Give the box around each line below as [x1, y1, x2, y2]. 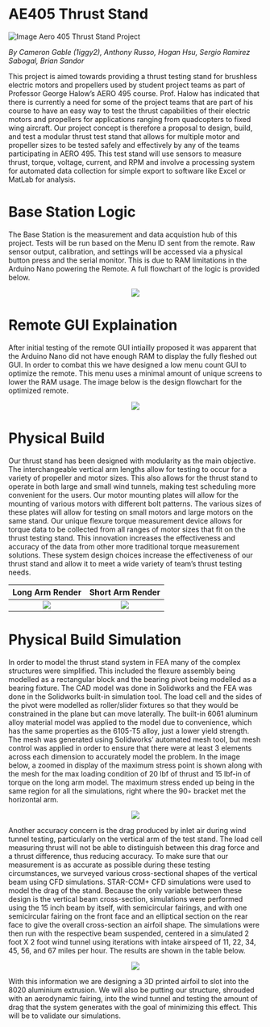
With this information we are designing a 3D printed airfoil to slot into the [8, 976, 250, 986]
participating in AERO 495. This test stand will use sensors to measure [8, 149, 242, 158]
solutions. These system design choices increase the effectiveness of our [8, 550, 254, 560]
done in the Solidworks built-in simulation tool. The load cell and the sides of [8, 692, 263, 701]
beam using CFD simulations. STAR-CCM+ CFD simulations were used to [8, 877, 251, 886]
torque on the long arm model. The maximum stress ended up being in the [8, 777, 255, 787]
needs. [8, 567, 31, 577]
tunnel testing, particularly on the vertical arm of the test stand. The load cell [8, 834, 263, 844]
